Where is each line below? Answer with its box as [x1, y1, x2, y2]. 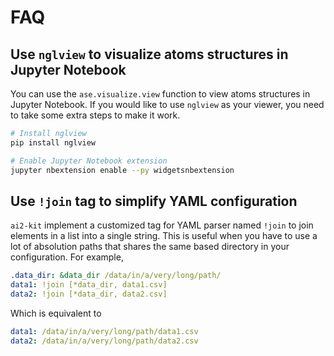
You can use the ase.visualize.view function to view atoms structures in [10, 88, 311, 100]
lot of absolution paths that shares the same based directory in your [10, 241, 290, 253]
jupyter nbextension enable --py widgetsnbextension [10, 165, 235, 175]
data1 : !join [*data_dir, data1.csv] [10, 280, 168, 290]
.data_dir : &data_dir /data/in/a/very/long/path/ [10, 271, 222, 281]
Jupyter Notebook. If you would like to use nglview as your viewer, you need [10, 99, 325, 110]
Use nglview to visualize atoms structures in [10, 46, 289, 63]
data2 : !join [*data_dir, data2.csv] [10, 289, 168, 300]
